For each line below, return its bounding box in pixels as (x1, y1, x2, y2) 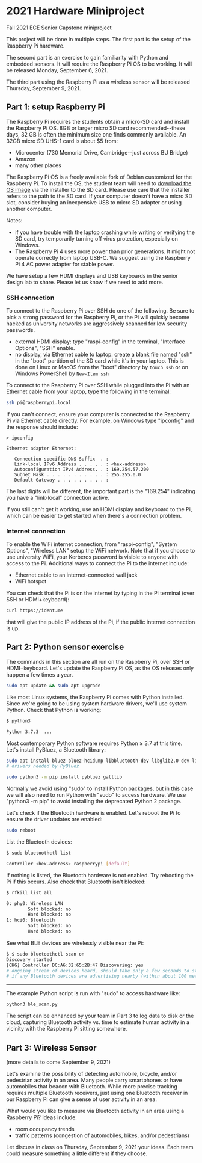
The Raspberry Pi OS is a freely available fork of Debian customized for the (6, 173, 192, 180)
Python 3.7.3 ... (6, 729, 52, 735)
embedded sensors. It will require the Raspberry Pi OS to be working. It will (6, 60, 192, 67)
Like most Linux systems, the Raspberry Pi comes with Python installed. (6, 693, 185, 701)
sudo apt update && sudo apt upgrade (6, 683, 101, 689)
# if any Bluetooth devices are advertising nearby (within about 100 (6, 973, 187, 980)
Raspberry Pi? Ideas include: (6, 1114, 77, 1121)
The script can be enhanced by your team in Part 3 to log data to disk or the (6, 1012, 194, 1020)
